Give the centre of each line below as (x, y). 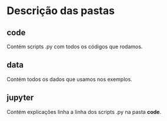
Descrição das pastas (61, 11)
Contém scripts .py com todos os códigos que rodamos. (75, 46)
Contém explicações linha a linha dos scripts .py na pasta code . (84, 112)
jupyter (20, 98)
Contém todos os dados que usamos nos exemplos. (70, 79)
